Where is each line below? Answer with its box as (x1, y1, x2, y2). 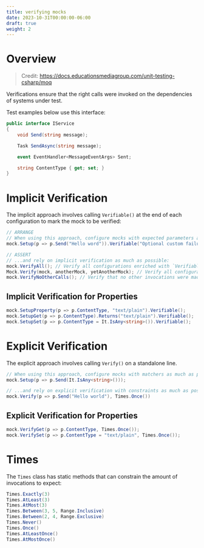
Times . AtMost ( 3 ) (6, 502, 47, 508)
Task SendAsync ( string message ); (17, 142, 102, 149)
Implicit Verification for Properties (6, 291, 138, 301)
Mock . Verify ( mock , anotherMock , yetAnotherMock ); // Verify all (6, 269, 172, 275)
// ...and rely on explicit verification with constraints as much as (6, 388, 189, 394)
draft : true (6, 20, 36, 26)
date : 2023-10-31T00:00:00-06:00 (6, 15, 91, 21)
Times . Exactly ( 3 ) (6, 491, 50, 497)
